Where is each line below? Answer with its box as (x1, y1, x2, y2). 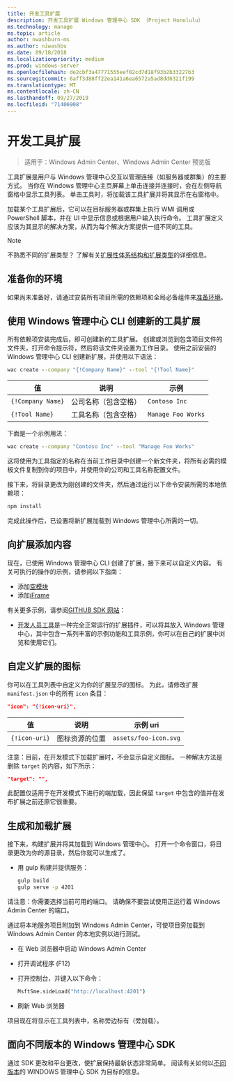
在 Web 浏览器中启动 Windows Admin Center (17, 944, 147, 953)
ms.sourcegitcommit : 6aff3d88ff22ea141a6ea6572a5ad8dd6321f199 (7, 75, 195, 82)
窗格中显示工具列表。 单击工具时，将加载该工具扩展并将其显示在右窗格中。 (7, 190, 223, 198)
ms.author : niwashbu (7, 43, 68, 50)
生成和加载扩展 (7, 820, 72, 831)
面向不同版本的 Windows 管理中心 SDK (7, 1039, 175, 1051)
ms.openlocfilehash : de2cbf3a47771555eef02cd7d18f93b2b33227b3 (7, 68, 195, 75)
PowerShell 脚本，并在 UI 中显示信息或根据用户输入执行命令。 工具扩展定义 (7, 214, 224, 222)
